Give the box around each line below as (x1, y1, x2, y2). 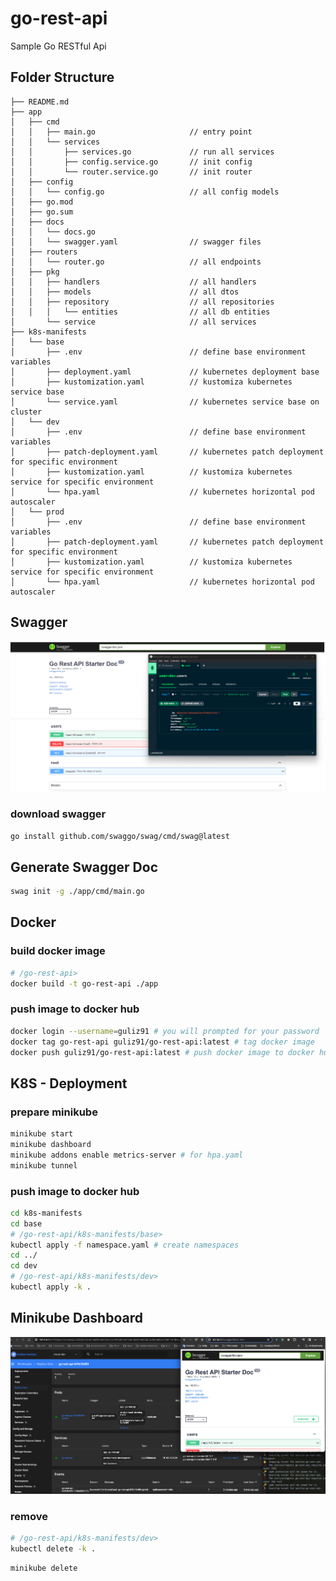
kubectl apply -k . (10, 1282, 92, 1292)
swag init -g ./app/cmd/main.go (10, 887, 145, 897)
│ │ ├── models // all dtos (10, 287, 240, 297)
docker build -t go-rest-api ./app (10, 978, 159, 989)
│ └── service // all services (10, 317, 257, 327)
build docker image (10, 944, 106, 958)
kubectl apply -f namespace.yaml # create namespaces (10, 1240, 240, 1250)
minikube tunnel (10, 1160, 78, 1171)
